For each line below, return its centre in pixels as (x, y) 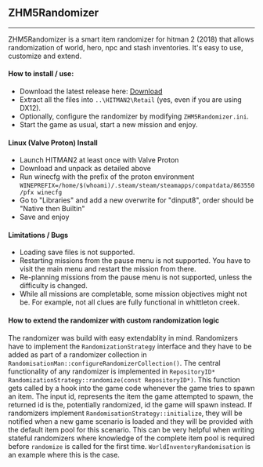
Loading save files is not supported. (77, 252)
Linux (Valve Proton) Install (53, 142)
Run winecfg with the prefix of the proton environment (107, 177)
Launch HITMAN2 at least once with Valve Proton (99, 160)
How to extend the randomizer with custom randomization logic (114, 320)
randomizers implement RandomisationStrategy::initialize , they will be (125, 413)
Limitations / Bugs (38, 235)
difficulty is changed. (53, 286)
